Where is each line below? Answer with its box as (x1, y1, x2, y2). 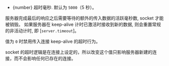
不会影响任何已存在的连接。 (18, 55, 76, 61)
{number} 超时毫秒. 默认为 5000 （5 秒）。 (12, 5, 97, 10)
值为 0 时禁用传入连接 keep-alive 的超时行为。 (5, 38, 101, 44)
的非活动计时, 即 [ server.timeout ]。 (5, 28, 79, 34)
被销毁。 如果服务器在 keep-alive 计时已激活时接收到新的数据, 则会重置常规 (5, 22, 161, 27)
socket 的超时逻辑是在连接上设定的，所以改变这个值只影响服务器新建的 (5, 49, 152, 55)
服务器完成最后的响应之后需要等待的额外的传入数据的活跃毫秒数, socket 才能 (5, 15, 164, 21)
